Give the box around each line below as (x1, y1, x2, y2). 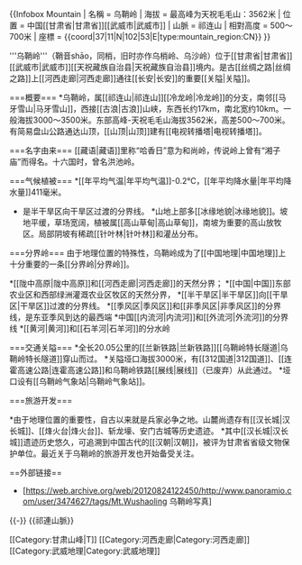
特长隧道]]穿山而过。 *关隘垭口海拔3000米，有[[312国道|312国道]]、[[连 (24, 353, 293, 364)
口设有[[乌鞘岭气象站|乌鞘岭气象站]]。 (9, 376, 151, 387)
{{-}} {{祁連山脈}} (9, 515, 75, 525)
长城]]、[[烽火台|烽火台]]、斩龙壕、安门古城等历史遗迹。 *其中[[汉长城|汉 (9, 425, 281, 436)
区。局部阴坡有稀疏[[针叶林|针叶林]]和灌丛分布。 (22, 229, 203, 239)
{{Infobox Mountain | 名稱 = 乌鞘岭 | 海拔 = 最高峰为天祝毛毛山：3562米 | (9, 9, 281, 19)
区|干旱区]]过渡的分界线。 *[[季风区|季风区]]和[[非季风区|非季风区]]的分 (9, 301, 273, 311)
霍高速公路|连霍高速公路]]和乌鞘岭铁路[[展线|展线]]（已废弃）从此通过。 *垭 (9, 365, 291, 375)
